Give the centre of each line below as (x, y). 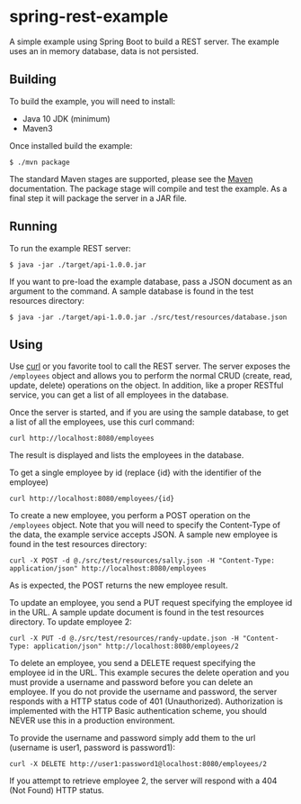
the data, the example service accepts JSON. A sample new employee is (144, 534)
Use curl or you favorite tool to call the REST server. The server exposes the (150, 366)
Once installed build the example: (71, 145)
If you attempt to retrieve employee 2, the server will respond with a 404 (143, 781)
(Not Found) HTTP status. (57, 790)
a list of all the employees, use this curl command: (102, 422)
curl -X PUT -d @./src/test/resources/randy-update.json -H (124, 639)
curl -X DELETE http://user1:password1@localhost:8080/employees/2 (138, 764)
